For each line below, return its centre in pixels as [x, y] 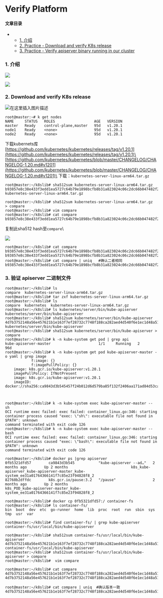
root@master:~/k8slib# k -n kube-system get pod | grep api [67, 340]
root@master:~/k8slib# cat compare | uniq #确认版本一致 [63, 587]
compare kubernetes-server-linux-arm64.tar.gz [54, 293]
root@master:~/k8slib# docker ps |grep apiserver [56, 459]
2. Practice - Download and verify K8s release [65, 46]
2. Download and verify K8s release [48, 97]
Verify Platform [36, 9]
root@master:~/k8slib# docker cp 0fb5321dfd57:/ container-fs [69, 501]
